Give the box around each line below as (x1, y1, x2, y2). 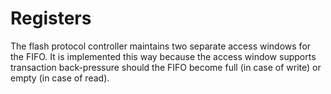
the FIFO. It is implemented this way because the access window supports (10, 50, 317, 62)
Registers (10, 7, 92, 30)
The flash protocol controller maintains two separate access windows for (10, 40, 312, 52)
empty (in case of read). (10, 72, 110, 84)
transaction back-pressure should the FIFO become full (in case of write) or (10, 61, 322, 73)
